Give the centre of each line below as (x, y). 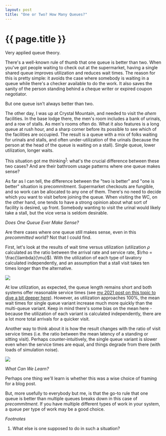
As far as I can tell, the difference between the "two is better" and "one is (80, 181)
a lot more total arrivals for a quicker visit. (48, 319)
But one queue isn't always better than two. (50, 104)
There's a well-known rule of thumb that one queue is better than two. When (83, 62)
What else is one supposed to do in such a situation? (66, 429)
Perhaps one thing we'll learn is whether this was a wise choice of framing (81, 378)
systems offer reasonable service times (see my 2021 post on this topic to (81, 293)
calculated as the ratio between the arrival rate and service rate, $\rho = (79, 252)
